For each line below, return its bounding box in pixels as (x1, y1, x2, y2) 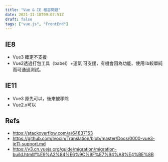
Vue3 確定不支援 (12, 54, 47, 60)
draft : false (5, 17, 33, 22)
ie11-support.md (12, 140, 46, 146)
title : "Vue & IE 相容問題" (5, 7, 61, 13)
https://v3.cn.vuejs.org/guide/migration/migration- (12, 146, 117, 152)
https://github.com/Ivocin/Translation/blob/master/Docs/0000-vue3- (12, 135, 155, 141)
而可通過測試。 (12, 66, 44, 73)
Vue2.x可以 (12, 102, 37, 108)
